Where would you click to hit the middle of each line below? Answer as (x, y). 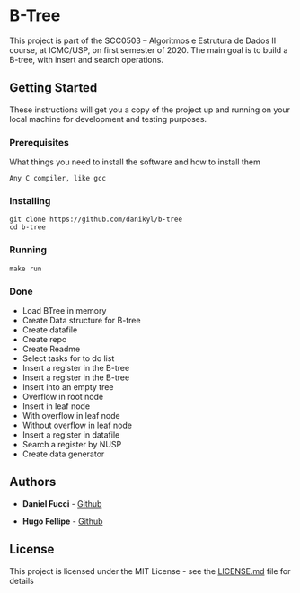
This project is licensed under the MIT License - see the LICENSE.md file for (150, 571)
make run (26, 269)
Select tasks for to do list (68, 358)
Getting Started (53, 88)
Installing (30, 200)
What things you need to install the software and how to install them (135, 162)
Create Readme (51, 349)
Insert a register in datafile (71, 434)
